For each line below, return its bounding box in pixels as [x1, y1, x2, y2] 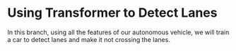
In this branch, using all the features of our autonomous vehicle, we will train [7, 28, 230, 36]
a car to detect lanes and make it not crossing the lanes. [7, 35, 171, 43]
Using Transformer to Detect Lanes [7, 5, 218, 21]
